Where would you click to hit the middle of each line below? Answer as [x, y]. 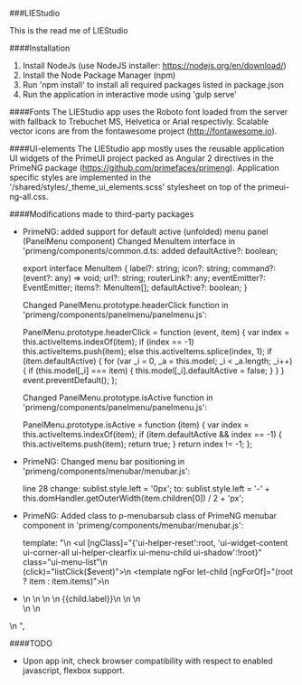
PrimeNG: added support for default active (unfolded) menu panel [145, 231]
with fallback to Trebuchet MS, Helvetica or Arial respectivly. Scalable [139, 122]
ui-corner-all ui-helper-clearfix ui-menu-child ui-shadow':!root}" [142, 552]
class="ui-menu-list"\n [65, 562]
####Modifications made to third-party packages [102, 214]
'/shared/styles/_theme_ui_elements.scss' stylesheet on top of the [132, 187]
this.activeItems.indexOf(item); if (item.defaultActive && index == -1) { [152, 434]
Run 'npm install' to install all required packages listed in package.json [153, 84]
